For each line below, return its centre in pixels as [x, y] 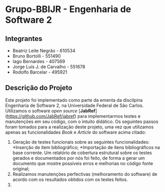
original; [21, 169]
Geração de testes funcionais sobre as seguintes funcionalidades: [81, 142]
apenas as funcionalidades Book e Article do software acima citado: [76, 132]
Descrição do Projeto [39, 88]
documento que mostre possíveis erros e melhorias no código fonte [83, 163]
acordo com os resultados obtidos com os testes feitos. [70, 179]
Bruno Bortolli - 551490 [37, 56]
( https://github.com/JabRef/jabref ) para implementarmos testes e [73, 116]
